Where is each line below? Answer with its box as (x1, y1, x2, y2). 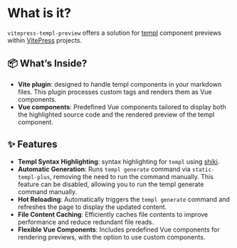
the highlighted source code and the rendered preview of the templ (17, 110, 215, 119)
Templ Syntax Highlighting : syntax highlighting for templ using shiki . (17, 157, 220, 166)
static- (191, 166, 215, 173)
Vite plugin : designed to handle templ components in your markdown (17, 80, 222, 88)
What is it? (7, 5, 72, 21)
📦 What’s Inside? (7, 58, 88, 70)
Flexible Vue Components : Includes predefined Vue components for (17, 225, 220, 234)
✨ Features (7, 139, 58, 151)
